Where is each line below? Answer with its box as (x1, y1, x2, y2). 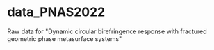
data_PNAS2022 (7, 4, 106, 20)
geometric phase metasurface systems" (7, 34, 122, 42)
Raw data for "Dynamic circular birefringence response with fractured (7, 27, 207, 35)
